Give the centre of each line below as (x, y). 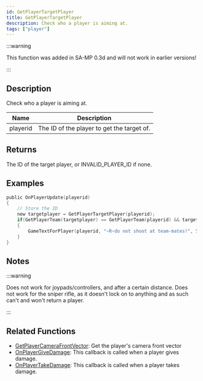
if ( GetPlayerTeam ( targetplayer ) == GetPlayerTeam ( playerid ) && (98, 220)
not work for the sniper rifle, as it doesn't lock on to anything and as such (97, 294)
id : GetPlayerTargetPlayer (40, 12)
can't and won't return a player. (45, 300)
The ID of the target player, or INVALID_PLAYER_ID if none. (79, 164)
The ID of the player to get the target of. (95, 128)
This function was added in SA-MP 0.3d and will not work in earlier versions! (101, 58)
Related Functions (41, 331)
